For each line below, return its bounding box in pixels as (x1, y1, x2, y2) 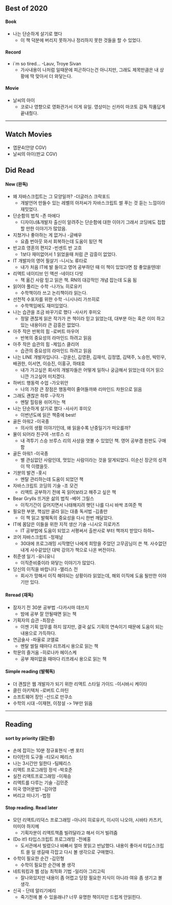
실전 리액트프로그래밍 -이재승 (12, 773, 72, 780)
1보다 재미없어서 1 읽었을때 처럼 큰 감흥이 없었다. (20, 251, 117, 258)
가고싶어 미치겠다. (30, 373, 66, 379)
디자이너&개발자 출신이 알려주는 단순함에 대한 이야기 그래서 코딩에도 (20, 219, 156, 225)
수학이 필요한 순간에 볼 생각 (20, 861, 75, 868)
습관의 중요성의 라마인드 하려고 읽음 (20, 348, 92, 354)
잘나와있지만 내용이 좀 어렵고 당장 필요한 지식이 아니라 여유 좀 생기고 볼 (20, 874, 163, 881)
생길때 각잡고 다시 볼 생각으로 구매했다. (36, 848, 115, 855)
